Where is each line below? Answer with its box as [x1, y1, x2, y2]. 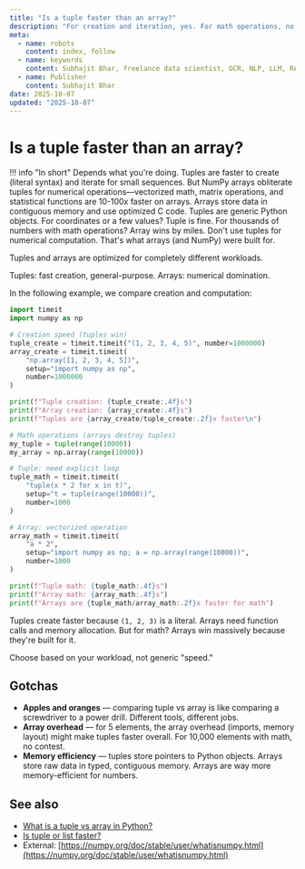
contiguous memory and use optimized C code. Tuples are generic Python [9, 206, 288, 217]
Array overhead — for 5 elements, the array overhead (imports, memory [22, 722, 295, 733]
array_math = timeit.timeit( [9, 531, 120, 541]
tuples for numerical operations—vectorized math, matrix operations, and [9, 187, 284, 197]
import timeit [9, 306, 64, 315]
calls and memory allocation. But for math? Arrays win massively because [9, 624, 286, 635]
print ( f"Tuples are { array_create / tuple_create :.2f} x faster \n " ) [9, 414, 261, 423]
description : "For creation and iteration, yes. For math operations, [9, 22, 282, 31]
